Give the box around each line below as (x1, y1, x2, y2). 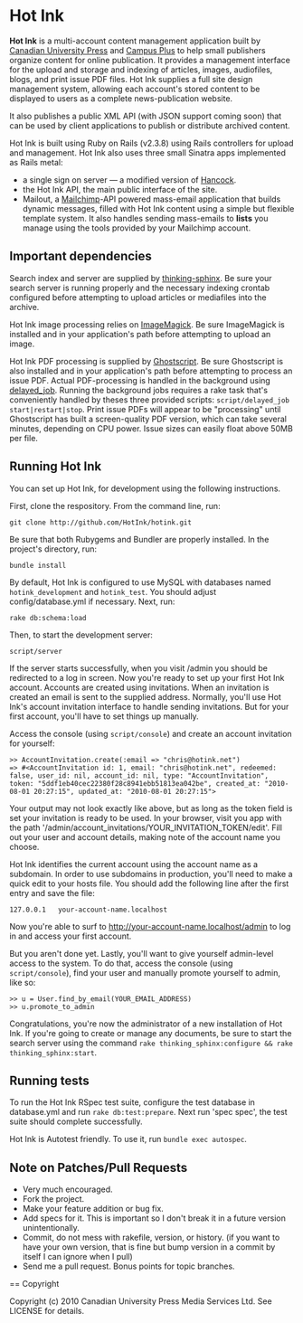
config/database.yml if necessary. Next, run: (9, 596, 175, 607)
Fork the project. (22, 1194, 85, 1205)
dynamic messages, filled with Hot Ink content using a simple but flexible (22, 203, 295, 213)
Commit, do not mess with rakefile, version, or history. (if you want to (22, 1232, 280, 1243)
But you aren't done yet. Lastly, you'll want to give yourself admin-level (9, 948, 274, 959)
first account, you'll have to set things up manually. (9, 711, 199, 722)
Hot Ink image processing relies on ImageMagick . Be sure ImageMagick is (9, 318, 285, 330)
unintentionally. (22, 1223, 80, 1233)
